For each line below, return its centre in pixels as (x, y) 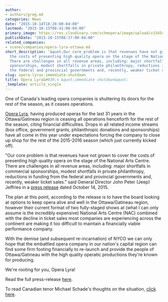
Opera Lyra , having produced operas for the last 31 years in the (70, 114)
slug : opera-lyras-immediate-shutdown (45, 75)
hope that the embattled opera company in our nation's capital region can (81, 244)
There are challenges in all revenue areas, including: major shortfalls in (78, 166)
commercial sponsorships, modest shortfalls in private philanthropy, (75, 171)
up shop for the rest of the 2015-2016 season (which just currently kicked (81, 140)
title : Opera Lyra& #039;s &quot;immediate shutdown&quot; (67, 80)
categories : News (23, 19)
